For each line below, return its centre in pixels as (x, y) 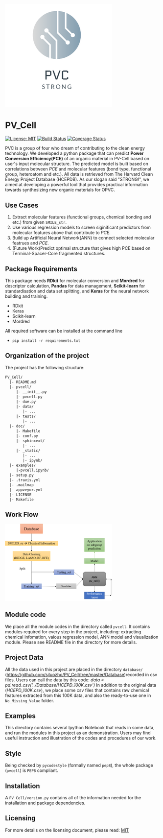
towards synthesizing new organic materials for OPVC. (60, 190)
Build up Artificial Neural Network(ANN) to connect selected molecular (83, 238)
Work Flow (22, 515)
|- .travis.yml (25, 480)
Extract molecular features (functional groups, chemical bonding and (81, 217)
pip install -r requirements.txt (46, 341)
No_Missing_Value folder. (30, 700)
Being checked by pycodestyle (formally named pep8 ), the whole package (79, 766)
